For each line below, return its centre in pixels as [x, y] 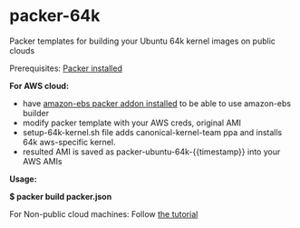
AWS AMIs [42, 161]
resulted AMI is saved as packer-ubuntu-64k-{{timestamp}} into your [151, 152]
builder [36, 113]
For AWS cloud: [39, 85]
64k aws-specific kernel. [69, 142]
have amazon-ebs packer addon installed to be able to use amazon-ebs [157, 103]
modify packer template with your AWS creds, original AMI [132, 123]
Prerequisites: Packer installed [66, 68]
